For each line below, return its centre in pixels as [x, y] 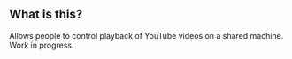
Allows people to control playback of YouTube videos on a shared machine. [146, 35]
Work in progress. [42, 45]
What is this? [46, 15]
